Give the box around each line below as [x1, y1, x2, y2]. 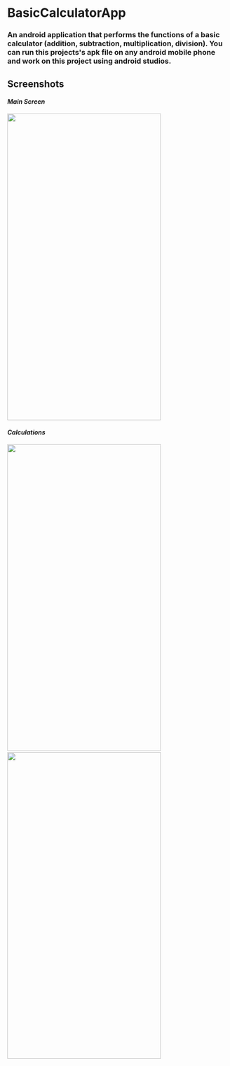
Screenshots [7, 78, 65, 90]
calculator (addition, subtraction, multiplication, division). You [7, 39, 223, 48]
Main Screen [7, 97, 46, 106]
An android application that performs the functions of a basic [7, 30, 220, 40]
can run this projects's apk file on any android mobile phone [7, 48, 216, 57]
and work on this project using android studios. [7, 56, 172, 66]
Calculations [7, 428, 46, 437]
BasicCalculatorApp [7, 5, 126, 21]
